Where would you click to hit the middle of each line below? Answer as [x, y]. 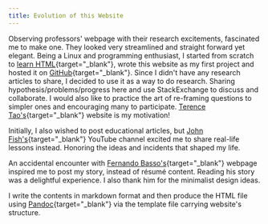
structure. [24, 212]
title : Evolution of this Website [66, 16]
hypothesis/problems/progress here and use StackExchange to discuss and [134, 90]
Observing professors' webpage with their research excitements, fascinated [134, 38]
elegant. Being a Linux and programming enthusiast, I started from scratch [131, 55]
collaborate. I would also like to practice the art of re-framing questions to [130, 98]
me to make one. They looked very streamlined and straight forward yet [127, 47]
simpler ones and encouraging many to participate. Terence [107, 106]
